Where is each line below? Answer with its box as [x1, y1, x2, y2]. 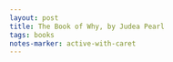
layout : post [9, 13, 59, 23]
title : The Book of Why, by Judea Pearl [9, 22, 166, 31]
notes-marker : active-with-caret [9, 38, 137, 48]
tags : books [9, 30, 55, 39]
